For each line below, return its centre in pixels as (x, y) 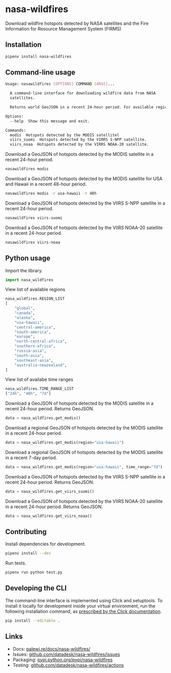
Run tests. (16, 563)
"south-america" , (33, 332)
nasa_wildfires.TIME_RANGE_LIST (39, 389)
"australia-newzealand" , (41, 365)
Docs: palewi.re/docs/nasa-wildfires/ (51, 649)
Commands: (16, 130)
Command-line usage (40, 73)
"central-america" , (35, 327)
